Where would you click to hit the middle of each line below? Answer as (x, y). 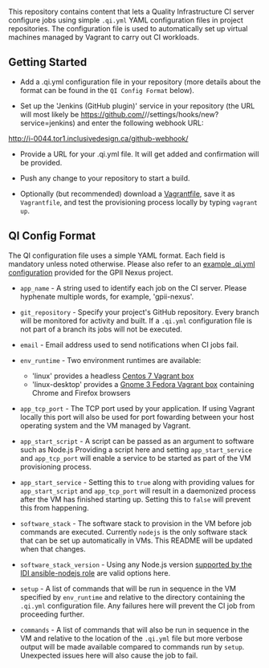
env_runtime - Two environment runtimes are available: (110, 360)
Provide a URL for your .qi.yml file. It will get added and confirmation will (139, 154)
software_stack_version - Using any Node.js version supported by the (136, 564)
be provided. (41, 162)
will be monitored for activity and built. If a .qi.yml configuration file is (136, 320)
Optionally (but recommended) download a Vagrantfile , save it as (127, 193)
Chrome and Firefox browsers (81, 393)
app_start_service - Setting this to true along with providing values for (137, 482)
